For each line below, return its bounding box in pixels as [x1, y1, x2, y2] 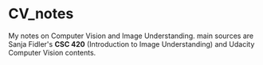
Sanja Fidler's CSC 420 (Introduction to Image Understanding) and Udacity [8, 39, 255, 48]
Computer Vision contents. [8, 48, 96, 57]
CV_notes [8, 5, 74, 23]
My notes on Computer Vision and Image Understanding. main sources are [8, 31, 253, 40]
